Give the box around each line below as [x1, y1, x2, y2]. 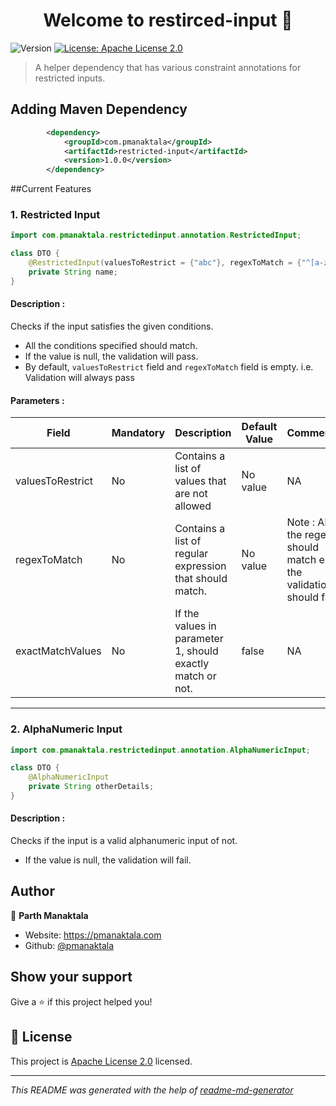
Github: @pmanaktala [24, 939, 115, 951]
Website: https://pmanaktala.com [24, 929, 162, 941]
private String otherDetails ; [28, 782, 155, 792]
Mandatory [111, 426, 166, 440]
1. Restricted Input [10, 208, 101, 222]
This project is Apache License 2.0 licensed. [10, 1055, 193, 1067]
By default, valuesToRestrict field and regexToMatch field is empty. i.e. [24, 361, 314, 373]
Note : [286, 515, 316, 529]
